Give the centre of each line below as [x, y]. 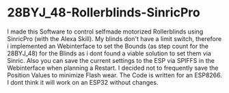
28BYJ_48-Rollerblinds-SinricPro [104, 13]
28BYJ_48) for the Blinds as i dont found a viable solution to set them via [109, 53]
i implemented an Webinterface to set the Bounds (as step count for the [108, 46]
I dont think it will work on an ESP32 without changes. [83, 82]
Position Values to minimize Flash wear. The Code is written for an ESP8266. [114, 75]
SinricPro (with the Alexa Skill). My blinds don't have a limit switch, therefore [114, 38]
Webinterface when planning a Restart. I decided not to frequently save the [113, 68]
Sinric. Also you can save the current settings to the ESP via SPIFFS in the [111, 60]
